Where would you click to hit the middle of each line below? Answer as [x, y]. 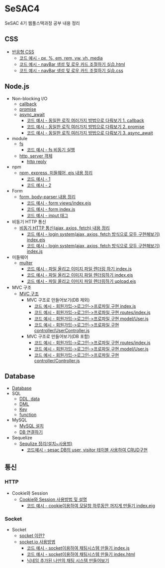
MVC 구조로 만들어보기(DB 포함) [58, 336]
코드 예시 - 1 [39, 179]
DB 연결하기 [31, 432]
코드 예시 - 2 [39, 185]
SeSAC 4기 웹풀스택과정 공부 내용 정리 [42, 23]
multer [26, 263]
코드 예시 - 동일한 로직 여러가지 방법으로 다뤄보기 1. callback [85, 120]
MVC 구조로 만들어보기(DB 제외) [58, 300]
